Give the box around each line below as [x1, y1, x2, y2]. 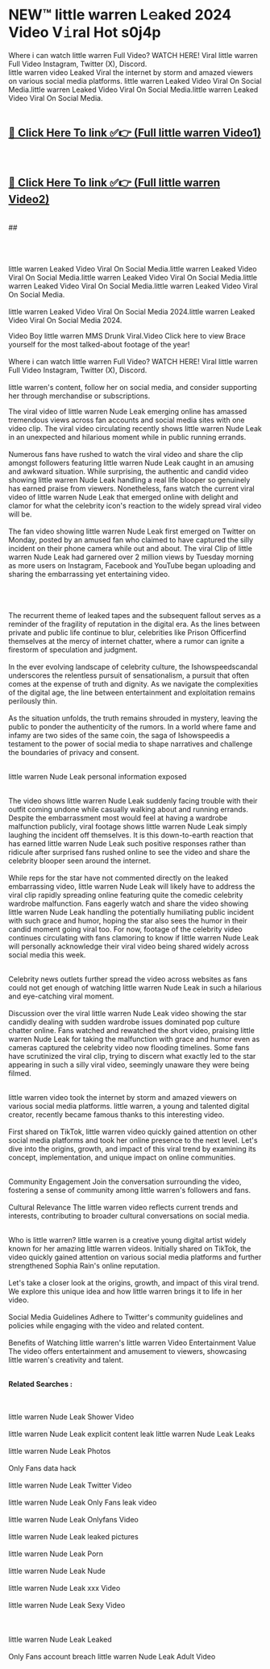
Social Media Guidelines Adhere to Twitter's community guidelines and [8, 1312, 243, 1322]
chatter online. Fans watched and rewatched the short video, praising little [8, 1025, 255, 1035]
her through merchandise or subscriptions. [8, 391, 151, 401]
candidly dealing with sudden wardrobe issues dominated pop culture [8, 1017, 240, 1027]
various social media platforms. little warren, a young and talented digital [8, 1101, 250, 1111]
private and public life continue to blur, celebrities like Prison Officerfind [8, 627, 247, 637]
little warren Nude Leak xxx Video [8, 1583, 121, 1592]
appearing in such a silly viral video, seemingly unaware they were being [8, 1060, 250, 1069]
